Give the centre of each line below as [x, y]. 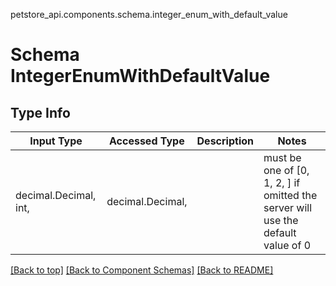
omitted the [290, 195]
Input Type [56, 141]
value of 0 [287, 245]
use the [281, 220]
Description [225, 141]
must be [282, 157]
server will [288, 207]
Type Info [40, 112]
